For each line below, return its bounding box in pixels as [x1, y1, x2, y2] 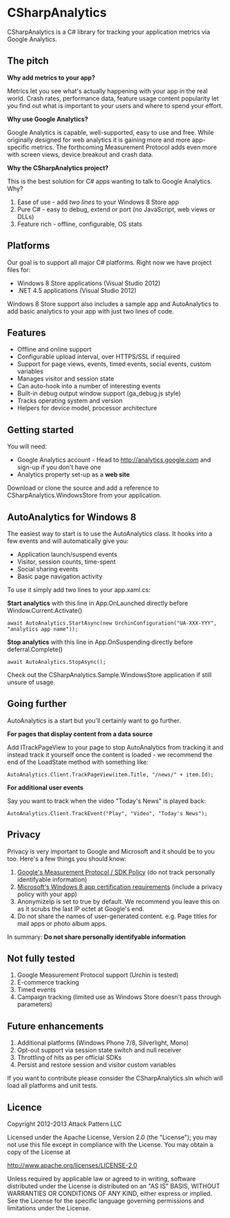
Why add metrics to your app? [7, 73, 96, 82]
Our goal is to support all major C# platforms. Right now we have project [7, 258, 212, 267]
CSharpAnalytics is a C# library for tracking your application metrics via [7, 28, 210, 36]
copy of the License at [7, 1148, 71, 1157]
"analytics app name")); [7, 626, 79, 633]
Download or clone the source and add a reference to [7, 484, 160, 492]
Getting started [7, 424, 74, 436]
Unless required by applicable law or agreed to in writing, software [7, 1174, 196, 1183]
